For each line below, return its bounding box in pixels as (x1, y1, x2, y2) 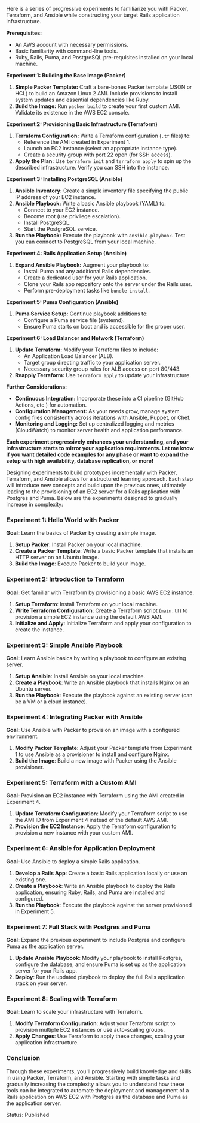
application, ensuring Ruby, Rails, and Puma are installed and (14, 889, 165, 896)
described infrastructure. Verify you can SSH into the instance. (14, 164, 170, 171)
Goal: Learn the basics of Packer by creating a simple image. (6, 529, 156, 537)
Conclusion (6, 1054, 41, 1062)
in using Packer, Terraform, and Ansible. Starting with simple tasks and (6, 1074, 180, 1081)
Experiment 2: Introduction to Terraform (6, 575, 125, 583)
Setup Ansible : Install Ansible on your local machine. (14, 672, 145, 679)
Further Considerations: (6, 383, 67, 390)
